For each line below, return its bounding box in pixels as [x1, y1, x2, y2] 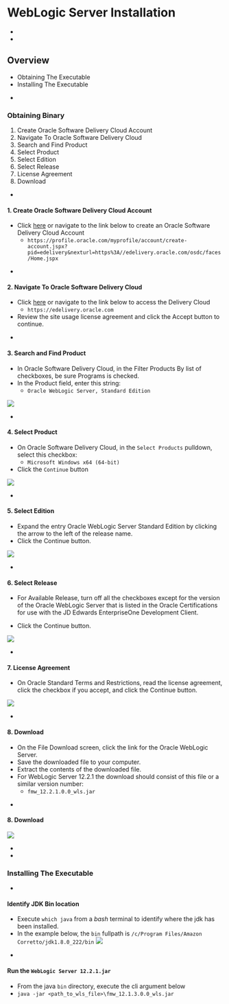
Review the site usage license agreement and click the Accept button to [16, 313, 220, 321]
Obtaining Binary [7, 110, 65, 120]
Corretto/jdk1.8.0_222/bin [16, 939, 95, 946]
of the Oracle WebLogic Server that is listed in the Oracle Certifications [16, 601, 218, 610]
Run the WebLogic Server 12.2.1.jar [7, 966, 111, 975]
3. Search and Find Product [7, 349, 86, 357]
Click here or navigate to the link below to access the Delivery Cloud [16, 298, 210, 307]
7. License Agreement [7, 663, 71, 671]
